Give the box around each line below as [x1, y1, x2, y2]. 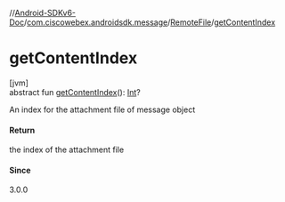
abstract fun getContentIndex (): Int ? [9, 86, 141, 97]
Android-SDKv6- [14, 8, 77, 18]
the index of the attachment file [9, 144, 125, 155]
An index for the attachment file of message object [9, 104, 196, 115]
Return [9, 125, 36, 135]
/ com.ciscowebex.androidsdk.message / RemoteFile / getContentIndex [23, 17, 276, 28]
